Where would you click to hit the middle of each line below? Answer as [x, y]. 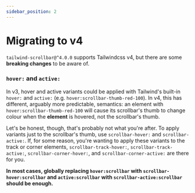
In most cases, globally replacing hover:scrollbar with [74, 171]
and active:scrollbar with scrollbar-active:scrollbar [115, 177]
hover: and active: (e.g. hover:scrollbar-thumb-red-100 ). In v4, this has [94, 97]
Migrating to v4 [45, 40]
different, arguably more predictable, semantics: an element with [85, 104]
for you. [16, 159]
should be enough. [30, 183]
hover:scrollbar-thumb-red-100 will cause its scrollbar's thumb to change [96, 110]
